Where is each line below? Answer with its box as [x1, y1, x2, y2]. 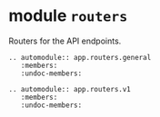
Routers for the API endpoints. [8, 35, 122, 46]
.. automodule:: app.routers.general [8, 53, 152, 62]
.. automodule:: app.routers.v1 [8, 84, 131, 93]
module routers [8, 5, 128, 26]
